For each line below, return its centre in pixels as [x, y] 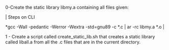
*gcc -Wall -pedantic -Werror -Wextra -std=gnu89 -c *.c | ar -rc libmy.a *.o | [85, 27]
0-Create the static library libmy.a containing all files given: [67, 7]
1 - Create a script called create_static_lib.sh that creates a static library [80, 37]
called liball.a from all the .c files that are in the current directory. [73, 42]
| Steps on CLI [20, 17]
